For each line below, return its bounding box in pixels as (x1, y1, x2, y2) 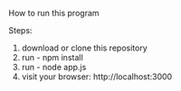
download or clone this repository (21, 42, 148, 53)
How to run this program (8, 8, 100, 18)
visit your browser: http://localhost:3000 (21, 71, 173, 82)
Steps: (8, 25, 33, 35)
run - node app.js (21, 62, 87, 72)
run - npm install (21, 52, 83, 62)
